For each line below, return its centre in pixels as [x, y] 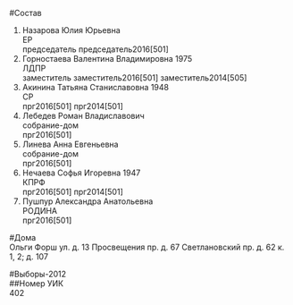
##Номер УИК [37, 284]
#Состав [25, 13]
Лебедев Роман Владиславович [83, 116]
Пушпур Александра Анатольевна [88, 201]
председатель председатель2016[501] [96, 49]
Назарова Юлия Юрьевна [71, 30]
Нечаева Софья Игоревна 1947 [81, 173]
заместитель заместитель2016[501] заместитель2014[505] [134, 78]
